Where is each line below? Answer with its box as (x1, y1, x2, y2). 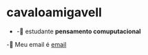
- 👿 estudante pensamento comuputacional (16, 27, 142, 35)
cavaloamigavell (6, 5, 103, 20)
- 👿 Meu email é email (6, 40, 67, 48)
